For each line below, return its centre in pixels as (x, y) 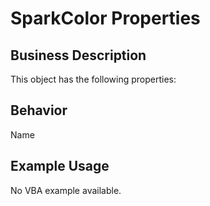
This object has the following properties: (93, 79)
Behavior (39, 110)
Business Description (78, 55)
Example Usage (60, 166)
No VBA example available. (66, 190)
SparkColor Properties (105, 18)
